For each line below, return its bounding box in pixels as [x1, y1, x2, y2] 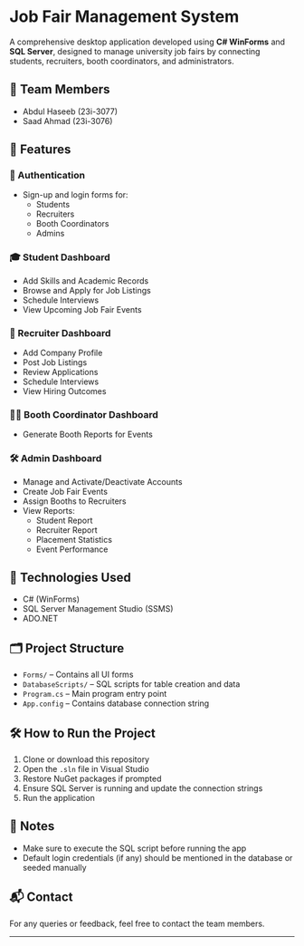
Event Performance [35, 544, 109, 555]
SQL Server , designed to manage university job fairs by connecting [9, 45, 261, 56]
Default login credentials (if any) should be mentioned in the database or [22, 852, 293, 863]
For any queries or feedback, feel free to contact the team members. [9, 918, 265, 929]
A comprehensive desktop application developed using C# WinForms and [9, 36, 286, 47]
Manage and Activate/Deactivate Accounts [22, 476, 183, 487]
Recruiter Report [35, 524, 98, 536]
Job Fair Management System [9, 6, 240, 27]
